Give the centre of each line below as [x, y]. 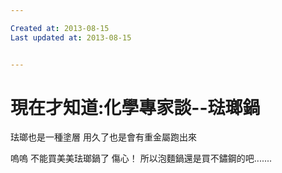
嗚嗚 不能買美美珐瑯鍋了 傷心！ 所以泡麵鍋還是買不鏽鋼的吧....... [141, 158]
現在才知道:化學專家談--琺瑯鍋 [135, 107]
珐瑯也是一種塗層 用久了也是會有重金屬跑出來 [103, 137]
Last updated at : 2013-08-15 [71, 37]
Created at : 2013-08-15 [60, 28]
